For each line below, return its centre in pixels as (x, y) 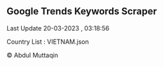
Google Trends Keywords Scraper (82, 11)
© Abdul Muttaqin (33, 55)
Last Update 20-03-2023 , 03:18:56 (58, 28)
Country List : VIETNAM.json (48, 42)
